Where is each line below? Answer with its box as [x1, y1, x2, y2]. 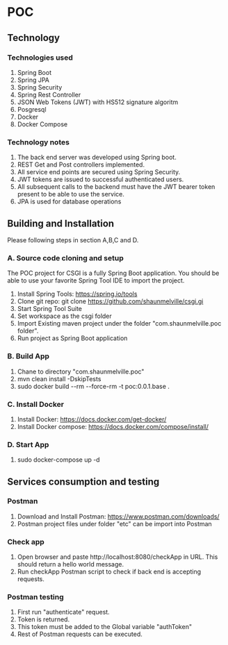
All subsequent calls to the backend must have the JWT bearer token [17, 183, 215, 191]
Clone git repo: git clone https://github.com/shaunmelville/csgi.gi [17, 297, 204, 305]
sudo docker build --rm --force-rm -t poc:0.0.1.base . [17, 382, 170, 390]
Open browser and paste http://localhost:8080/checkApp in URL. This [17, 553, 218, 561]
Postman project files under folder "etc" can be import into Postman [17, 519, 212, 528]
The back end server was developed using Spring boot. [17, 153, 177, 162]
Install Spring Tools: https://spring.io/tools [17, 290, 138, 299]
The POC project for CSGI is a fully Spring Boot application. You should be [7, 269, 220, 278]
